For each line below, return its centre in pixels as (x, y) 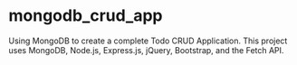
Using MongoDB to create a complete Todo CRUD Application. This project (148, 41)
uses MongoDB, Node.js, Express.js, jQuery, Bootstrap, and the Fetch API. (146, 50)
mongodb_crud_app (86, 16)
